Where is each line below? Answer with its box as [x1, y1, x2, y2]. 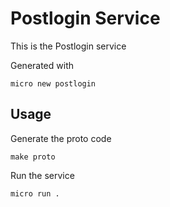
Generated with [10, 59, 74, 71]
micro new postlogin [10, 78, 97, 89]
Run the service [10, 169, 75, 181]
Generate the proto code [10, 132, 112, 144]
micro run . [10, 188, 60, 199]
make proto [10, 152, 56, 162]
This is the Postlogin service [10, 40, 127, 52]
